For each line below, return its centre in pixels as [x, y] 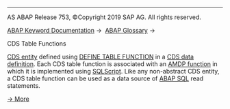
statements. [24, 85]
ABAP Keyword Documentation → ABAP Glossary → [81, 30]
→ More [18, 99]
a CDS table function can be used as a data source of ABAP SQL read [105, 78]
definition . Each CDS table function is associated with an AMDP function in [112, 64]
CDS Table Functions [37, 44]
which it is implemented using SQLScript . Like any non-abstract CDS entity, [113, 71]
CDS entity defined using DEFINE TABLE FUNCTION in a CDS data [100, 57]
